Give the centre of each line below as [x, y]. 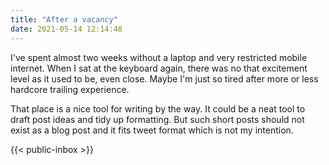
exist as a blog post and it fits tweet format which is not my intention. [152, 130]
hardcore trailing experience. [70, 89]
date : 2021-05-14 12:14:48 [66, 29]
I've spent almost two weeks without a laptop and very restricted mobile [159, 57]
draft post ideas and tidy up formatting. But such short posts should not [157, 119]
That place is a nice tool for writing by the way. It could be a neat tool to [158, 108]
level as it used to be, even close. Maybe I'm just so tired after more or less [164, 78]
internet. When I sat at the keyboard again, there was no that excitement [159, 68]
